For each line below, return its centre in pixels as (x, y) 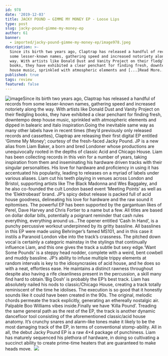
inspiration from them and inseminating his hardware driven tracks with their (84, 162)
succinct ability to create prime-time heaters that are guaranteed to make (80, 342)
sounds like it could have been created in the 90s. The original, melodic (79, 295)
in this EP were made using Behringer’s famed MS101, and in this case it (79, 231)
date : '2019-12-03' (25, 14)
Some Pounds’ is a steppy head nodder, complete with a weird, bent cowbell (84, 252)
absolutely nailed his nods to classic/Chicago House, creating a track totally (83, 284)
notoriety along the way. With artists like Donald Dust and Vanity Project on (82, 109)
